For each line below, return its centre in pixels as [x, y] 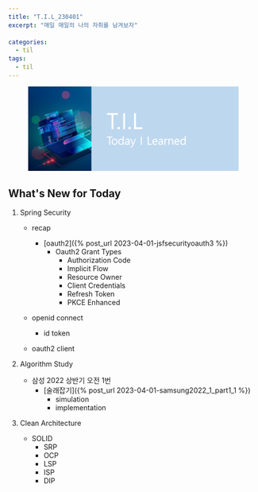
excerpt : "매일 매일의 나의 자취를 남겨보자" [73, 25]
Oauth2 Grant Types [88, 252]
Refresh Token [91, 294]
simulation [72, 399]
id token [56, 333]
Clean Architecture [50, 423]
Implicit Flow [88, 269]
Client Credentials [96, 285]
